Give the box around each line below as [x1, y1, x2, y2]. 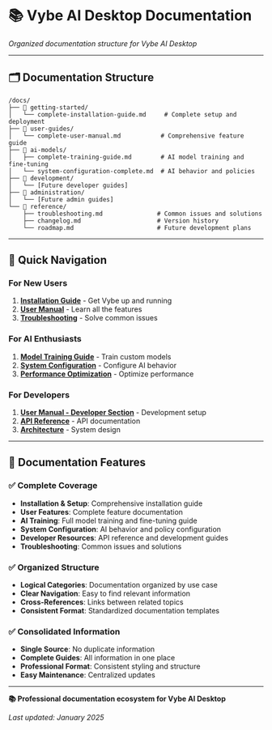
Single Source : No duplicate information [19, 644, 155, 654]
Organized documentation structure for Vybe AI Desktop [8, 38, 198, 49]
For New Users [8, 278, 68, 289]
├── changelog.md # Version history [23, 216, 219, 225]
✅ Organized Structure [8, 562, 100, 573]
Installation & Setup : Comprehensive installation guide [19, 499, 203, 508]
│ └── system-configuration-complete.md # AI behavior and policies [8, 167, 255, 175]
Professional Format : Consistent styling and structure [19, 661, 201, 672]
